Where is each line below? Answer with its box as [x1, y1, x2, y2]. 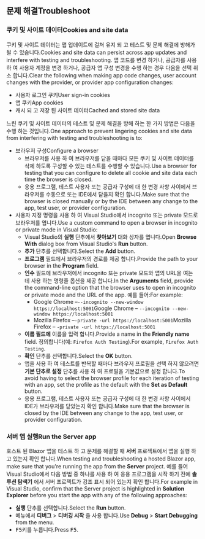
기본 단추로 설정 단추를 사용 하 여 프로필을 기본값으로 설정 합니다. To [24, 367, 185, 374]
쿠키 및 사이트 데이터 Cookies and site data [6, 26, 129, 34]
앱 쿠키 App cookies [15, 99, 64, 106]
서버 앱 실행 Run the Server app [6, 432, 97, 441]
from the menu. [15, 518, 54, 526]
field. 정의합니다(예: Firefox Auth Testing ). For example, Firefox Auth [24, 338, 199, 345]
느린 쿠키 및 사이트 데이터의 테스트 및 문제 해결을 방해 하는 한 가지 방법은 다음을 [6, 119, 196, 127]
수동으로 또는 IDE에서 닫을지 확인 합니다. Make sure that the [45, 190, 190, 198]
